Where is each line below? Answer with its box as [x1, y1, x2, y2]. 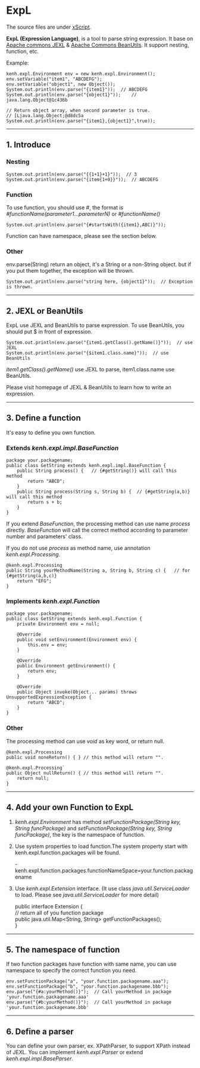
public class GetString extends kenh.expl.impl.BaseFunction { [6, 463, 167, 469]
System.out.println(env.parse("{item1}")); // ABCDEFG [6, 86, 148, 93]
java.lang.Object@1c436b [6, 97, 68, 103]
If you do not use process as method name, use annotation [6, 545, 151, 552]
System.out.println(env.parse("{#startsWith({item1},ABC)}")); [6, 222, 167, 228]
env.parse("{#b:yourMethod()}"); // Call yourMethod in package [6, 999, 171, 1005]
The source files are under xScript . [6, 23, 92, 30]
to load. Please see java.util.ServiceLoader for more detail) [14, 891, 160, 898]
